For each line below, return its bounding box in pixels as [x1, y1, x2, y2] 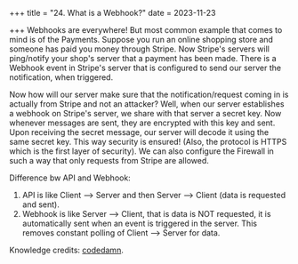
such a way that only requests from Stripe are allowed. [9, 156, 209, 165]
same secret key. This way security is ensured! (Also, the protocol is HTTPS [9, 137, 287, 147]
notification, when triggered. [9, 72, 114, 83]
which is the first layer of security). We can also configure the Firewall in [9, 146, 274, 156]
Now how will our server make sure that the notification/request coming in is [9, 89, 289, 100]
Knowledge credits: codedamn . [9, 244, 125, 255]
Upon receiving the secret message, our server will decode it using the [9, 127, 270, 137]
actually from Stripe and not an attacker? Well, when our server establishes [9, 99, 285, 109]
